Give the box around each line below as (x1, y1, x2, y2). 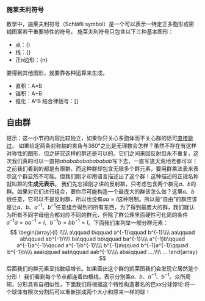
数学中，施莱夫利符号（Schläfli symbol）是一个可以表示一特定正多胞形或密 (6, 20, 195, 28)
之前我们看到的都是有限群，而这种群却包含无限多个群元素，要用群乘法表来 (6, 165, 193, 172)
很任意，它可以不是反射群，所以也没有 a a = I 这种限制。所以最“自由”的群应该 (6, 195, 197, 203)
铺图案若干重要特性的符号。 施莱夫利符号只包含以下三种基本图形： (6, 28, 174, 35)
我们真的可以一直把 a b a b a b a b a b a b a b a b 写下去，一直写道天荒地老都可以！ (11, 158, 198, 165)
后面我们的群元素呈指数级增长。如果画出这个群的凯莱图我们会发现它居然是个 (6, 265, 199, 272)
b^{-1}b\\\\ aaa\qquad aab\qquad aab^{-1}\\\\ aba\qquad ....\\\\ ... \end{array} (7, 248, 198, 256)
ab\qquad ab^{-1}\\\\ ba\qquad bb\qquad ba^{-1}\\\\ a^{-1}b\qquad (20, 235, 185, 242)
